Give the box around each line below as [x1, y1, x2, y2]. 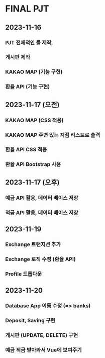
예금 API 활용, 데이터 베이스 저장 [5, 194, 79, 201]
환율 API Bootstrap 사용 [5, 161, 61, 168]
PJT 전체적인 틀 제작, [5, 39, 53, 46]
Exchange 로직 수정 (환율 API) [5, 255, 76, 262]
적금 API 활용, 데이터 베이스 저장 [5, 209, 79, 216]
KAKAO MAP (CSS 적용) [5, 117, 64, 124]
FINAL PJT [5, 3, 49, 15]
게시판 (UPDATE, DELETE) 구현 [5, 331, 78, 338]
